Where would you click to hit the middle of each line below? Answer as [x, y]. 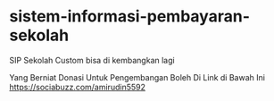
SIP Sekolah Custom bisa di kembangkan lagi [92, 60]
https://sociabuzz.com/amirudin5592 [77, 87]
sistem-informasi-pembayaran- [130, 17]
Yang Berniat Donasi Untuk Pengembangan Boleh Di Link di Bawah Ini [137, 77]
